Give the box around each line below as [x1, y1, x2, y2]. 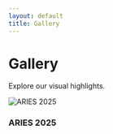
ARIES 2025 [8, 117, 57, 128]
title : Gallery [8, 19, 60, 28]
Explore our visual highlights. [8, 81, 106, 91]
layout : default [8, 11, 63, 20]
